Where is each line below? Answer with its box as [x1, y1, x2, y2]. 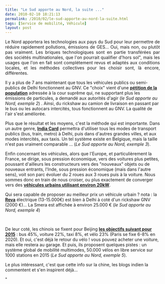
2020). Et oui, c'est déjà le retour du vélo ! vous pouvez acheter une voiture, [5, 236, 159, 243]
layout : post [5, 26, 32, 30]
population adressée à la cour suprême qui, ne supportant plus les [5, 90, 140, 96]
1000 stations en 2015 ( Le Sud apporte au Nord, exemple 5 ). [5, 252, 127, 258]
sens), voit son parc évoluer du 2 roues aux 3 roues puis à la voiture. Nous [5, 172, 156, 178]
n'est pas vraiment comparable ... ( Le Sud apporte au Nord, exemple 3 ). [5, 141, 151, 147]
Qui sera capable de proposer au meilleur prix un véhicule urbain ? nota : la [5, 192, 157, 198]
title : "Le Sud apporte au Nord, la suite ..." [5, 7, 105, 12]
